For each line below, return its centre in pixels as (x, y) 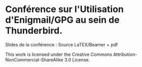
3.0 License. (77, 59)
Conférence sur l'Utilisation (65, 9)
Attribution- (125, 54)
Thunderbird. (34, 31)
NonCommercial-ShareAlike (34, 59)
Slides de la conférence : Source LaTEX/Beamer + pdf (62, 44)
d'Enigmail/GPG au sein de (63, 20)
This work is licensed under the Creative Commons (59, 54)
